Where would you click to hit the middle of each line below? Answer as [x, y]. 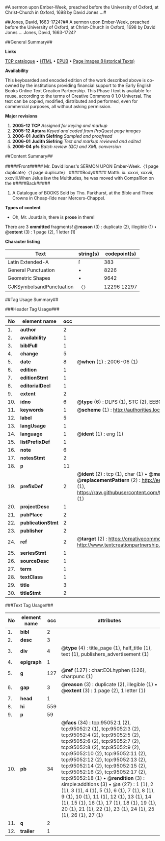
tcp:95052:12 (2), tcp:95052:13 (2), [104, 760]
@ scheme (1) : [94, 410]
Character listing [23, 242]
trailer [27, 831]
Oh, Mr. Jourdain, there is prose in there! [53, 217]
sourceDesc [35, 561]
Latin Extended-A [28, 262]
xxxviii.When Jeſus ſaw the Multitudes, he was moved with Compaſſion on [80, 178]
